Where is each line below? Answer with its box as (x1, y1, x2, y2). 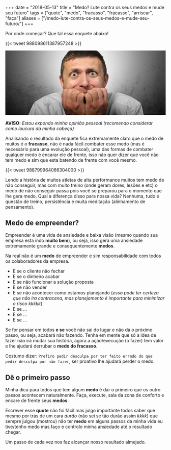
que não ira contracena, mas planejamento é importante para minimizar (12, 295, 165, 302)
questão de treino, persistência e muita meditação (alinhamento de (5, 198, 146, 205)
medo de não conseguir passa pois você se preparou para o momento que (5, 187, 162, 193)
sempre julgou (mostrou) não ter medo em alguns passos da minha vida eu (5, 418, 163, 424)
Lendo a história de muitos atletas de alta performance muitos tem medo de (5, 177, 164, 183)
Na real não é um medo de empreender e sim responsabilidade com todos (5, 253, 161, 259)
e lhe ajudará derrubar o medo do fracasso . (5, 343, 98, 349)
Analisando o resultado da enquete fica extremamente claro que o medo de (5, 135, 164, 141)
